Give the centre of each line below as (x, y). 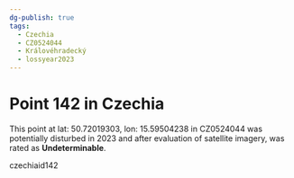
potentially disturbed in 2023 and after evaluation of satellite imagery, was (147, 138)
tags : (19, 26)
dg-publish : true (42, 18)
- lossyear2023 (46, 59)
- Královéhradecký (52, 51)
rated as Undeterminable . (58, 147)
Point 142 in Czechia (87, 104)
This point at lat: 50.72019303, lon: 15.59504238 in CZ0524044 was (136, 129)
